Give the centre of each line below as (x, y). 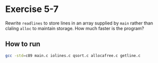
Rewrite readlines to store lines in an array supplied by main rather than (79, 23)
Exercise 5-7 (32, 9)
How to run (23, 44)
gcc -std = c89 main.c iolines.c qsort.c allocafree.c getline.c (73, 55)
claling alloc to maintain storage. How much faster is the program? (75, 28)
